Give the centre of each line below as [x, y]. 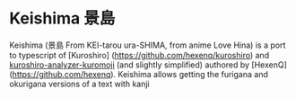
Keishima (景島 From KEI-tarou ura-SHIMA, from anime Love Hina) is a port [148, 45]
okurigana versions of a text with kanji [79, 84]
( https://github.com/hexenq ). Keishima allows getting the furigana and [139, 74]
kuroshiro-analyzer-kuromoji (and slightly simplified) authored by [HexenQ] [148, 65]
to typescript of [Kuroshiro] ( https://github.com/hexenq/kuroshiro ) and [139, 55]
